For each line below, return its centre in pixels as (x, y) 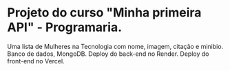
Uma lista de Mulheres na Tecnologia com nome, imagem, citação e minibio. (115, 46)
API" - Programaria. (65, 27)
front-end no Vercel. (36, 61)
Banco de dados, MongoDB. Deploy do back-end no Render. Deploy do (108, 54)
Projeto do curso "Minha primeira (104, 13)
